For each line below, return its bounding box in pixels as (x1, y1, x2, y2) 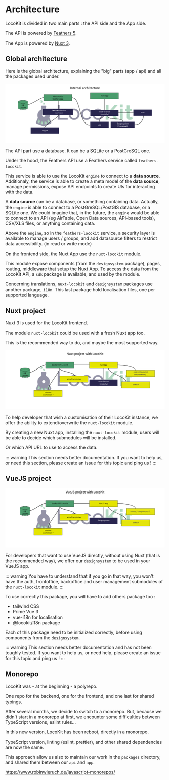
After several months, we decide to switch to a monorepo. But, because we (5, 708, 162, 714)
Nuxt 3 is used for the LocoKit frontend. (5, 320, 88, 326)
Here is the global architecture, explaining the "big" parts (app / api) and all (5, 68, 162, 74)
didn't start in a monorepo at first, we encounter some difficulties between (5, 714, 160, 720)
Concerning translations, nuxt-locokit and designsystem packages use (5, 281, 153, 287)
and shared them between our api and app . (5, 759, 95, 765)
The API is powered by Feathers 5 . (5, 30, 77, 36)
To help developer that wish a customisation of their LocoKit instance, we (5, 414, 158, 420)
